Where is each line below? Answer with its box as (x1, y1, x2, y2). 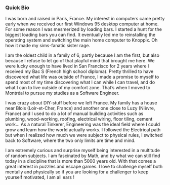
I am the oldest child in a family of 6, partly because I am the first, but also (5, 52, 159, 58)
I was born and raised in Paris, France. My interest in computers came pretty (5, 16, 165, 22)
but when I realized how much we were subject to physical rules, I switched (5, 132, 163, 138)
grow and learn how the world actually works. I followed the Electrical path (5, 127, 161, 133)
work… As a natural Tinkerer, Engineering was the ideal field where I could (5, 121, 160, 128)
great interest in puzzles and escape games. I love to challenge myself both (5, 164, 163, 170)
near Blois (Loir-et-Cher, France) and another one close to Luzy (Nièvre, (5, 105, 155, 112)
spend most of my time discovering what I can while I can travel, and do (5, 79, 155, 85)
